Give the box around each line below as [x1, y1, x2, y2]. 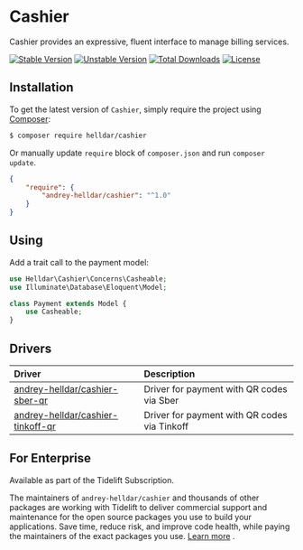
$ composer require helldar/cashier [9, 131, 147, 140]
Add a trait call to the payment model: [9, 256, 149, 267]
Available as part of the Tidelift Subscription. [9, 474, 174, 485]
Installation [9, 79, 74, 96]
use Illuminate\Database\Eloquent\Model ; [9, 283, 168, 292]
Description [143, 368, 196, 380]
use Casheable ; [25, 307, 83, 317]
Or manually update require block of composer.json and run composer [9, 147, 266, 158]
